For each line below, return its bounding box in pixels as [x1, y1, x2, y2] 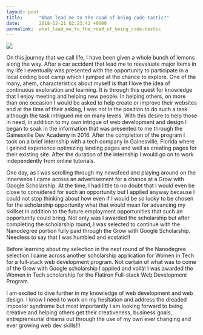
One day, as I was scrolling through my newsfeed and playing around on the [6, 169, 196, 176]
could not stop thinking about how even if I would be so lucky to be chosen [6, 195, 194, 202]
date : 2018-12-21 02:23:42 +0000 [6, 20, 107, 26]
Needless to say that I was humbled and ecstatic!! [6, 233, 131, 241]
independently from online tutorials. [6, 157, 96, 165]
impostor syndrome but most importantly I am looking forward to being [6, 302, 183, 310]
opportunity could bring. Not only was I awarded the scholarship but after [6, 214, 190, 222]
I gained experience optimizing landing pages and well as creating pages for [6, 144, 197, 152]
